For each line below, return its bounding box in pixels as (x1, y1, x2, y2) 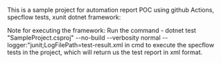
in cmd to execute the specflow (124, 41, 215, 49)
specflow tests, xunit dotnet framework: (7, 13, 121, 21)
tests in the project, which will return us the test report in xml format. (7, 48, 203, 56)
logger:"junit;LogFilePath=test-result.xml (7, 41, 123, 49)
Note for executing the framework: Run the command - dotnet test (7, 27, 196, 34)
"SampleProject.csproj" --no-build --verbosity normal (7, 34, 161, 42)
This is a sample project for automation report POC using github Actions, (7, 6, 215, 14)
